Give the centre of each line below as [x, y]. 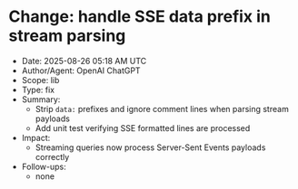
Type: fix [38, 90]
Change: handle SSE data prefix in [140, 17]
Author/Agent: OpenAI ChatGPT [81, 71]
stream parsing [67, 36]
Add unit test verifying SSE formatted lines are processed [143, 128]
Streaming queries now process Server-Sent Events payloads [150, 147]
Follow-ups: [44, 166]
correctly [52, 156]
